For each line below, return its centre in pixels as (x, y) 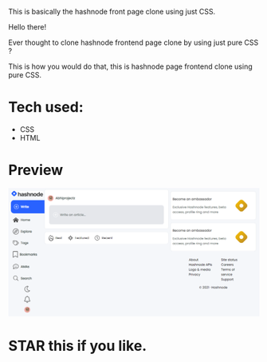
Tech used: (46, 107)
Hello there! (27, 27)
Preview (36, 170)
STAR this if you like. (78, 346)
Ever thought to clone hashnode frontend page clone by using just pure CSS (133, 42)
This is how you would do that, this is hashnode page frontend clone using (130, 66)
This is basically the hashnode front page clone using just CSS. (112, 12)
